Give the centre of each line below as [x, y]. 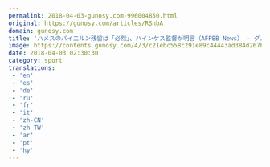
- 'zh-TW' [28, 128]
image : [19, 46]
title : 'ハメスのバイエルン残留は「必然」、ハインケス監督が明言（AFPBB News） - [129, 38]
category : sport [35, 61]
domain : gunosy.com [41, 31]
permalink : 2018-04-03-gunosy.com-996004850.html [93, 16]
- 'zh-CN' [28, 120]
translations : [32, 68]
